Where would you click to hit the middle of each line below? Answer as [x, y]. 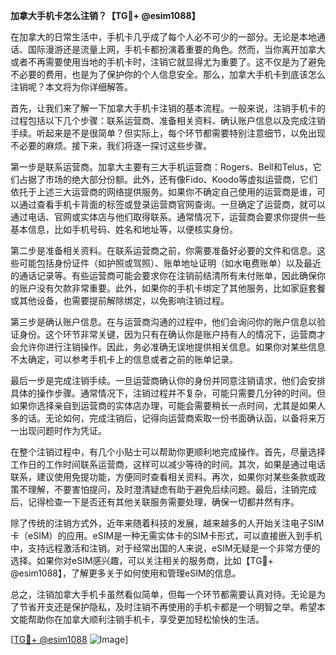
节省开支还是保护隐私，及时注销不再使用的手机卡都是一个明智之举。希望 [167, 607]
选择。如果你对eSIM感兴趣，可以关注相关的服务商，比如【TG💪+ [142, 560]
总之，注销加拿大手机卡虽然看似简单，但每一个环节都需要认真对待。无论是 [163, 594]
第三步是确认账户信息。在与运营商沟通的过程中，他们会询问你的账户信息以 [163, 322]
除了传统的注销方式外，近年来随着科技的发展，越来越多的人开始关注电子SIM [167, 523]
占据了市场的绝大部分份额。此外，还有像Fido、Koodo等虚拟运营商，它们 [168, 179]
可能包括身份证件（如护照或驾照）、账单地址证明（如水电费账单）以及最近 [170, 263]
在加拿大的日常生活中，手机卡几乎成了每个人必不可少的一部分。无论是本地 [163, 37]
